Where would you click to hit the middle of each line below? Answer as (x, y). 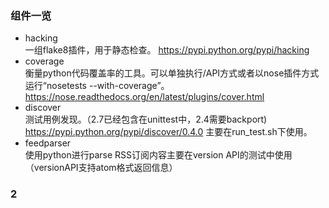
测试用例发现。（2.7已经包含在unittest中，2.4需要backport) (146, 119)
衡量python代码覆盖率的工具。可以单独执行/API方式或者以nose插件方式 (172, 73)
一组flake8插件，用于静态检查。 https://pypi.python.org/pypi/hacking (167, 50)
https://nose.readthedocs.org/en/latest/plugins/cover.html (144, 97)
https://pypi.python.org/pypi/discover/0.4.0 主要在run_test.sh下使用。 (168, 132)
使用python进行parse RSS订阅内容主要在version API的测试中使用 (158, 155)
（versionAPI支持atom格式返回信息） (101, 168)
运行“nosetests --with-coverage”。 (97, 86)
